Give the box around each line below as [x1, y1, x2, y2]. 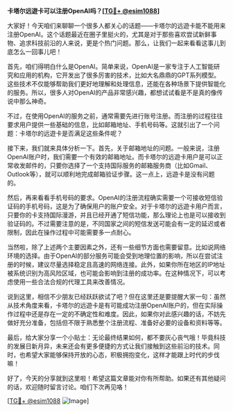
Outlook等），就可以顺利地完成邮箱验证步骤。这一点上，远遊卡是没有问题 [7, 170, 215, 178]
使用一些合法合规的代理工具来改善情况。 [12, 278, 129, 286]
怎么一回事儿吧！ [12, 48, 62, 56]
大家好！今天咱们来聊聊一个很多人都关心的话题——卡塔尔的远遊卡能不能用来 [7, 22, 226, 30]
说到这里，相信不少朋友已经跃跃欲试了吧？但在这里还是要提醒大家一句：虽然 [7, 292, 226, 301]
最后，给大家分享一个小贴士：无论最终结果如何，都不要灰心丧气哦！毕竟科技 [7, 333, 226, 341]
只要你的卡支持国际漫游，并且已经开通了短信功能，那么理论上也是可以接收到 [7, 211, 226, 219]
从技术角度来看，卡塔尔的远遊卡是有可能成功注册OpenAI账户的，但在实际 [7, 302, 217, 309]
